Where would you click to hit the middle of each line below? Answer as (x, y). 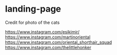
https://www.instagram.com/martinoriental (48, 37)
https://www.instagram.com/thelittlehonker (48, 47)
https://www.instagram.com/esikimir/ (42, 32)
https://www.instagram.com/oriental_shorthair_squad (58, 42)
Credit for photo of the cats (32, 22)
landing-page (33, 9)
